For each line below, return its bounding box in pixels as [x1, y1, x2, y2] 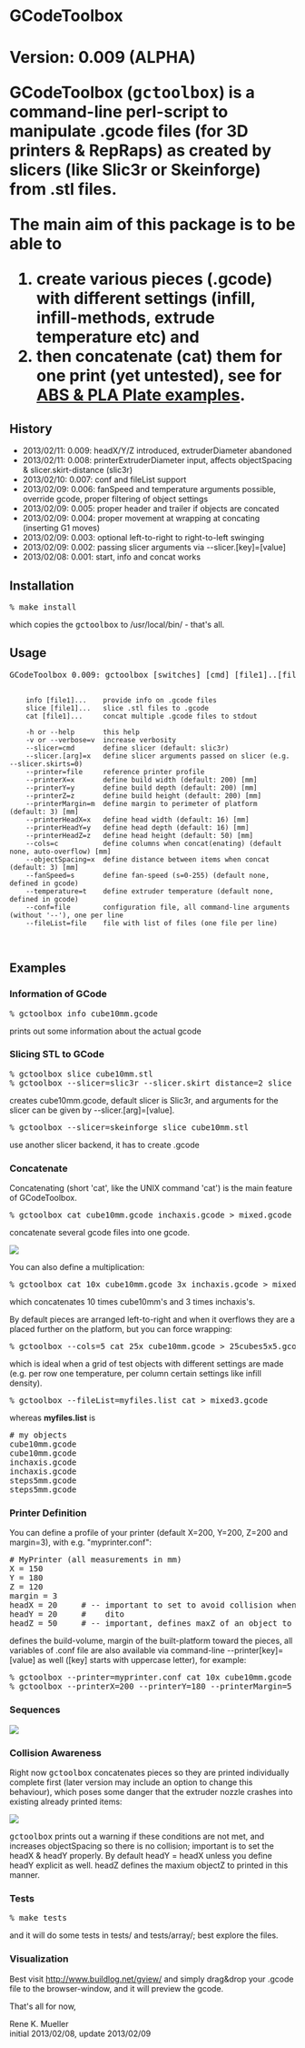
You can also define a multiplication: [9, 1262, 145, 1273]
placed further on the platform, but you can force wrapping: [9, 1324, 233, 1335]
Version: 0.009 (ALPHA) [9, 47, 197, 68]
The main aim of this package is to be [9, 215, 296, 235]
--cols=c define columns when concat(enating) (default [25, 839, 282, 848]
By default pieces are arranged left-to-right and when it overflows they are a [9, 1314, 295, 1325]
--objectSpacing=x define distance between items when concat [25, 854, 271, 864]
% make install [9, 602, 77, 612]
